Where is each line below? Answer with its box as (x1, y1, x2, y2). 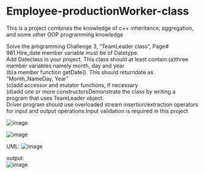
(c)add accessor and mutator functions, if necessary (6, 81, 138, 89)
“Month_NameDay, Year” (6, 75, 69, 82)
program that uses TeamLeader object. (6, 94, 104, 102)
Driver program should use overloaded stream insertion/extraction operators (6, 100, 199, 108)
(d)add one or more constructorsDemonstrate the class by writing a (6, 88, 176, 95)
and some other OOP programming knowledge (6, 30, 124, 38)
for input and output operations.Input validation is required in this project (6, 107, 189, 114)
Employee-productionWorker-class (6, 4, 189, 18)
